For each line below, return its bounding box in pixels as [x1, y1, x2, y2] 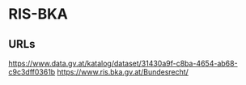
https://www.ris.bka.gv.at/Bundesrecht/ [57, 67, 189, 77]
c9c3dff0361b [8, 67, 56, 77]
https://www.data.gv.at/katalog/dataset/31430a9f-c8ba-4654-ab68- [8, 58, 238, 68]
